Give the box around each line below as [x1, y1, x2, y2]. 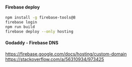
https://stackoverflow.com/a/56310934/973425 [5, 56, 105, 62]
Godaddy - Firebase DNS [5, 40, 59, 46]
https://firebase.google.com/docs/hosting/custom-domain [5, 50, 127, 57]
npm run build [5, 24, 35, 29]
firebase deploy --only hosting [5, 29, 73, 34]
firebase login [5, 20, 37, 25]
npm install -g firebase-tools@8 [5, 15, 76, 20]
